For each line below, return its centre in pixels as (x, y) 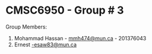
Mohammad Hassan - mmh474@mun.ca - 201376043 (80, 38)
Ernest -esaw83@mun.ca (45, 45)
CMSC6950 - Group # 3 (65, 10)
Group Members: (26, 27)
